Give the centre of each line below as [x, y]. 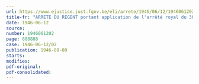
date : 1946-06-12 [28, 22]
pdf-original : [24, 67]
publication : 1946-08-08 [37, 50]
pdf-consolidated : [29, 72]
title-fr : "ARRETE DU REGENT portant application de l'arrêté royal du [96, 17]
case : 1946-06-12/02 [32, 45]
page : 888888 [22, 39]
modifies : [18, 61]
